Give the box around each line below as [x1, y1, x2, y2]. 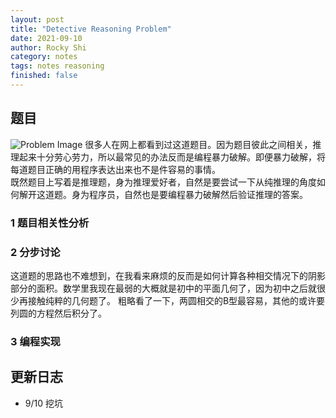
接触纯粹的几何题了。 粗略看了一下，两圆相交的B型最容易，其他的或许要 [27, 294, 326, 306]
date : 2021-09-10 [10, 33, 83, 43]
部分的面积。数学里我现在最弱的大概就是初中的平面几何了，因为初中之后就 [10, 282, 317, 294]
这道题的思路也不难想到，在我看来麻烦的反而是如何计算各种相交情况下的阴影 [10, 269, 326, 281]
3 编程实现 [10, 334, 61, 348]
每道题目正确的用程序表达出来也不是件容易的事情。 [10, 163, 221, 175]
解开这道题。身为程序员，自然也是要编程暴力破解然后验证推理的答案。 [18, 188, 308, 200]
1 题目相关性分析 [10, 216, 90, 230]
